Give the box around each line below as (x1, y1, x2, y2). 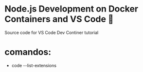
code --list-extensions (11, 62, 57, 68)
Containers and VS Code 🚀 (4, 14, 114, 25)
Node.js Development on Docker (4, 3, 139, 14)
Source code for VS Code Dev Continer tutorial (4, 29, 99, 35)
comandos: (4, 47, 52, 58)
